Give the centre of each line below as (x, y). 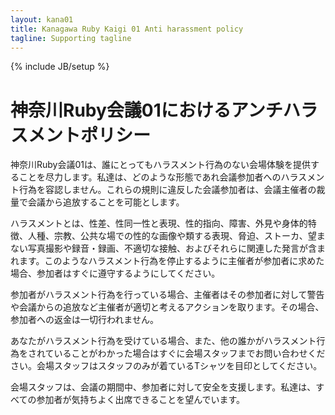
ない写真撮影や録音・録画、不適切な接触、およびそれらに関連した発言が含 (163, 248)
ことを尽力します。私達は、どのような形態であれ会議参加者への (150, 177)
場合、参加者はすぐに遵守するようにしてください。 (115, 273)
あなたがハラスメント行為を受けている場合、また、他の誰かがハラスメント (163, 341)
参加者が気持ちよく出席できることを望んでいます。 (141, 400)
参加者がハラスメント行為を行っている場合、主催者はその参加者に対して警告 (167, 295)
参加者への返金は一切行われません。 (84, 320)
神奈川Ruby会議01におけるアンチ (146, 110)
